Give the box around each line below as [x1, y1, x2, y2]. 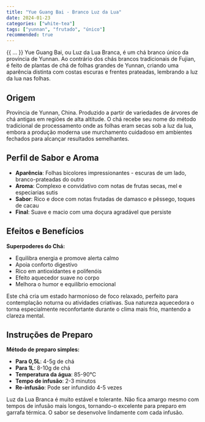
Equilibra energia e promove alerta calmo [15, 254, 119, 262]
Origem [6, 93, 35, 103]
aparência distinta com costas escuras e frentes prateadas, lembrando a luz [6, 68, 198, 76]
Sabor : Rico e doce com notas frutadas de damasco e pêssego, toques [15, 195, 196, 203]
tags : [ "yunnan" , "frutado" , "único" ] [6, 26, 105, 33]
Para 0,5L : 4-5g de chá [15, 358, 75, 365]
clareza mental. [6, 311, 45, 319]
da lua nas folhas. [6, 75, 51, 82]
